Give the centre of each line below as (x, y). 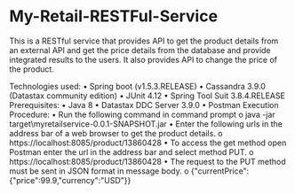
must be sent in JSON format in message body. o (99, 171)
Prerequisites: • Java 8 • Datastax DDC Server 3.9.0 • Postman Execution (144, 105)
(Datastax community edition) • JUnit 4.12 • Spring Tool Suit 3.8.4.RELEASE (147, 96)
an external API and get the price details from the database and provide (140, 50)
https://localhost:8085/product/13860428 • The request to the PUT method (147, 161)
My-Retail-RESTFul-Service (114, 16)
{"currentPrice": (220, 171)
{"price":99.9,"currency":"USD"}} (70, 180)
